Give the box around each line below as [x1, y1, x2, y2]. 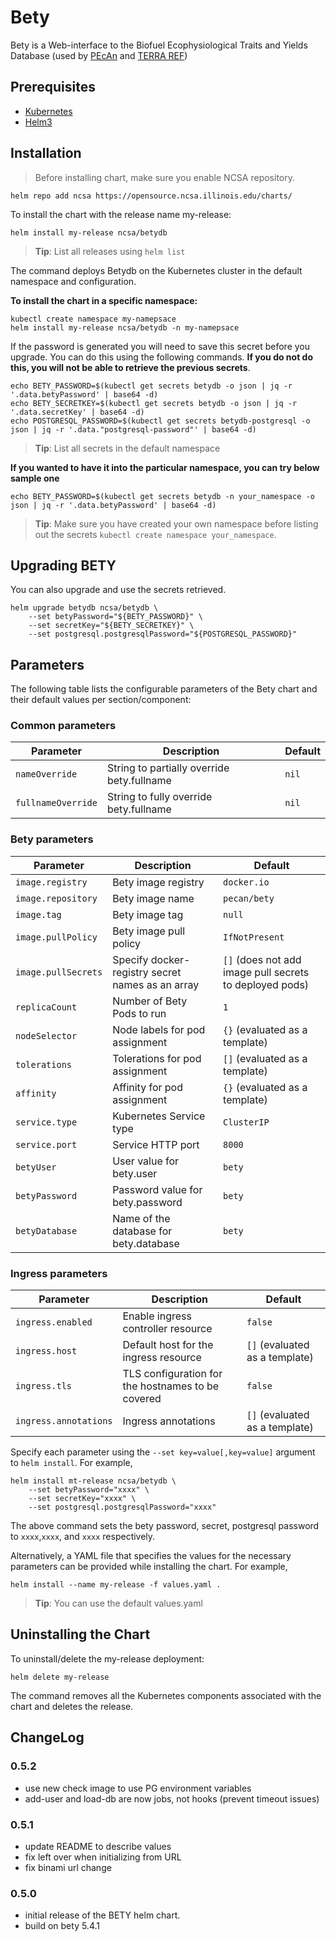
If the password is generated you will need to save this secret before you [10, 340, 311, 352]
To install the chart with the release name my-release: [10, 208, 232, 220]
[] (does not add [223, 952, 302, 966]
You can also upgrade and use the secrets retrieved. [10, 584, 227, 596]
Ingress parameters [10, 1266, 108, 1280]
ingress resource [122, 1351, 202, 1365]
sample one [10, 472, 60, 484]
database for [112, 1224, 173, 1238]
